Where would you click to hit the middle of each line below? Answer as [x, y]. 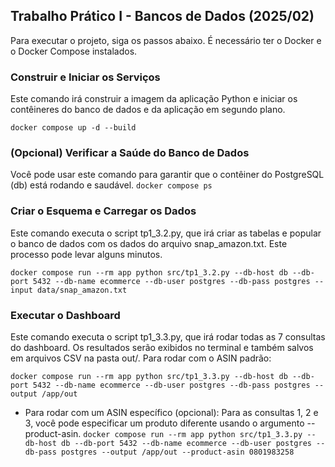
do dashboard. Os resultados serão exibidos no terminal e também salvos [162, 347]
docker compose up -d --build [73, 128]
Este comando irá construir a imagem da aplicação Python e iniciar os [154, 99]
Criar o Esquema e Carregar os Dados [103, 211]
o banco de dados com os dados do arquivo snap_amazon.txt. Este [149, 243]
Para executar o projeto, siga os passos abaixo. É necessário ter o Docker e [166, 40]
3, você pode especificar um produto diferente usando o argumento [164, 423]
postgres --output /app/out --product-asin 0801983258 [178, 452]
